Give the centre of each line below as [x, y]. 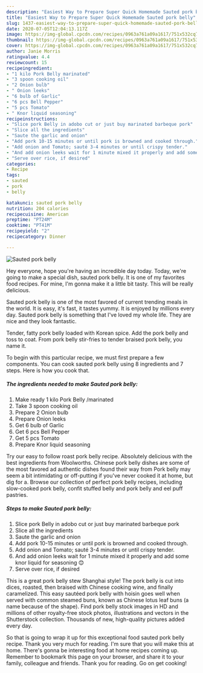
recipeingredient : [29, 68]
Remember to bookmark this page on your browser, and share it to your [95, 657]
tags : [13, 175]
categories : [21, 164]
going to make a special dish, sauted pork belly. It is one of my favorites [95, 277]
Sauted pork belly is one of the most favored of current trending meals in [97, 302]
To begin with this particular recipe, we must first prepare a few [85, 357]
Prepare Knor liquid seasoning [53, 444]
